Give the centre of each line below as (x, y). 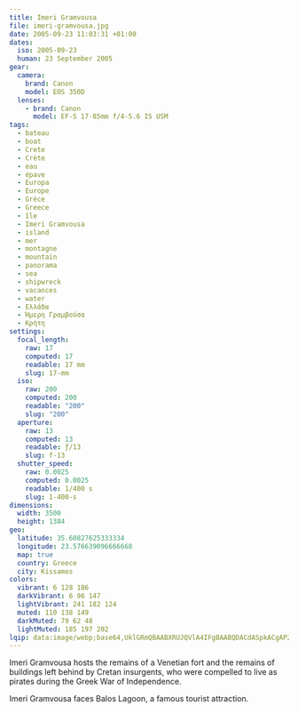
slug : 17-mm (47, 373)
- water (31, 299)
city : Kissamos (45, 571)
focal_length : (43, 340)
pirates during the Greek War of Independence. (95, 682)
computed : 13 (49, 439)
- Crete (31, 149)
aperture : (35, 422)
